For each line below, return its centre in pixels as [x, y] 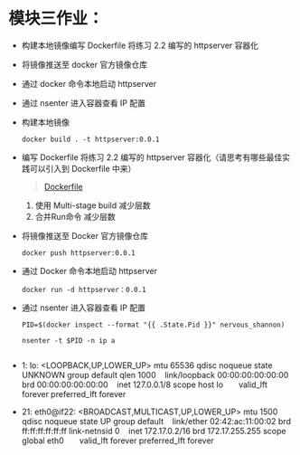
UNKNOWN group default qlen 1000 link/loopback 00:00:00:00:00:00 [155, 374]
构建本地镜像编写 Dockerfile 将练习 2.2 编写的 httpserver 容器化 [140, 45]
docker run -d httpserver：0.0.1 [84, 289]
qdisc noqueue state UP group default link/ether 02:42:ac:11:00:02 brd [156, 421]
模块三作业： [56, 19]
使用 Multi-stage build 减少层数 [93, 205]
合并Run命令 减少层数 [75, 216]
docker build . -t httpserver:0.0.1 [90, 139]
